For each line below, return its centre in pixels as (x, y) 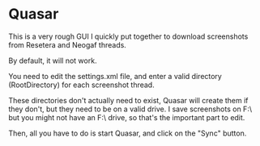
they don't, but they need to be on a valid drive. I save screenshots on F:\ (130, 109)
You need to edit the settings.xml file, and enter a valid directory (115, 76)
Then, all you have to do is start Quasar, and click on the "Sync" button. (128, 133)
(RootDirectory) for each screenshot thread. (82, 85)
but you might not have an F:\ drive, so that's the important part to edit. (127, 117)
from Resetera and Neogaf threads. (68, 44)
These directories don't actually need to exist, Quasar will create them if (128, 100)
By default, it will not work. (53, 60)
